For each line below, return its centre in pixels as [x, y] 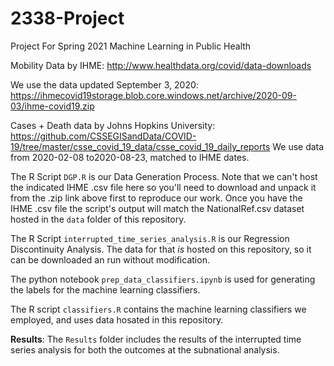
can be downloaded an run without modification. [110, 259]
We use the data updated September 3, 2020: [104, 84]
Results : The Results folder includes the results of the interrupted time [156, 339]
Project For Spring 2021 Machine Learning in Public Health [131, 46]
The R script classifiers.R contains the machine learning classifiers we [158, 309]
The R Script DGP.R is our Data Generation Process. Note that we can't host [164, 176]
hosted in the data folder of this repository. [98, 219]
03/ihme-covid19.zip [52, 106]
